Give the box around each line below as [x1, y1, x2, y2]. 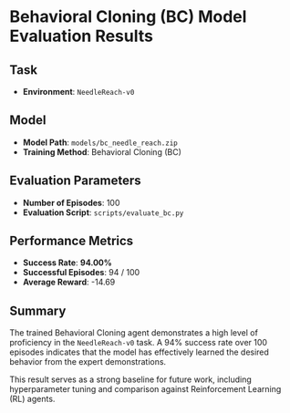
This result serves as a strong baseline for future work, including [9, 374, 253, 385]
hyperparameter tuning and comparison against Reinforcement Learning [9, 384, 282, 395]
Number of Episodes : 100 [22, 197, 120, 208]
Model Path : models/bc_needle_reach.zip [22, 137, 178, 148]
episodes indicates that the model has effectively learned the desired [9, 346, 269, 357]
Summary [9, 303, 67, 318]
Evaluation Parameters [9, 173, 141, 189]
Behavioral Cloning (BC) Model [9, 6, 247, 27]
